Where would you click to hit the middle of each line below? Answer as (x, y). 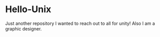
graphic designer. (24, 28)
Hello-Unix (28, 9)
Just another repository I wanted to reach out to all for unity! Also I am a (80, 23)
